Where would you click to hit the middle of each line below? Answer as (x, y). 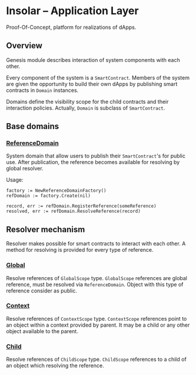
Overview (24, 46)
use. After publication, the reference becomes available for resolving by (93, 162)
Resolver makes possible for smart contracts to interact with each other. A (96, 244)
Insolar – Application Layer (73, 11)
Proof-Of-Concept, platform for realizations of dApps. (71, 27)
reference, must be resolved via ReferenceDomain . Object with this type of (95, 284)
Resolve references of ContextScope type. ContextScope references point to (97, 318)
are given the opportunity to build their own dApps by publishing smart (92, 84)
